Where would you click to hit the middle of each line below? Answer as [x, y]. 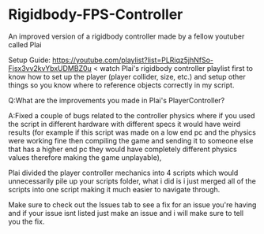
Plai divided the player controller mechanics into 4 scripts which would [123, 173]
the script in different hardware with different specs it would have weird [124, 124]
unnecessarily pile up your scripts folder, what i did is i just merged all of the [132, 181]
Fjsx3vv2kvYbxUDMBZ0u [50, 68]
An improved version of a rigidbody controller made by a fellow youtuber [126, 36]
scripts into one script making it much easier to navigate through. [114, 189]
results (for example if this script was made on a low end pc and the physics [132, 132]
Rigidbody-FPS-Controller [96, 15]
